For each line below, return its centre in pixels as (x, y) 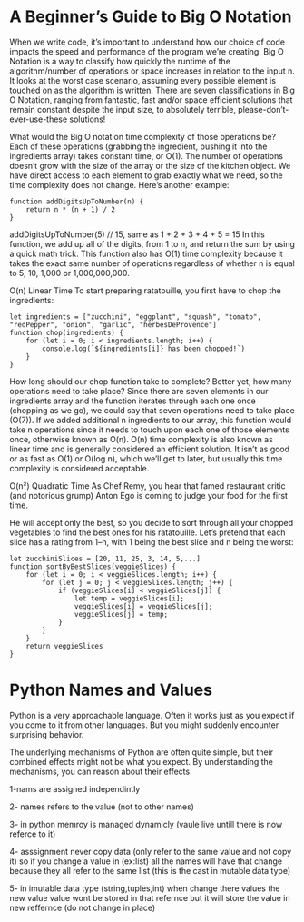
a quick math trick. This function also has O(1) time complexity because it (146, 253)
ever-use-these (39, 119)
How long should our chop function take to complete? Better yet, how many (151, 381)
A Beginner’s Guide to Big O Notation (151, 17)
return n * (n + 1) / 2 (71, 209)
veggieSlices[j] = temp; (121, 614)
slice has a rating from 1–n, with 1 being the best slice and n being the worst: (152, 541)
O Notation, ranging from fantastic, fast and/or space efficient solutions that (151, 99)
